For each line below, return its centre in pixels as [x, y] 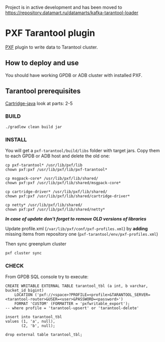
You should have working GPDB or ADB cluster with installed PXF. [74, 75]
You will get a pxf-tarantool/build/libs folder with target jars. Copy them [83, 151]
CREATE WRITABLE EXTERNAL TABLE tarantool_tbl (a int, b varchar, [77, 286]
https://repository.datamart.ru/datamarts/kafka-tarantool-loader [72, 13]
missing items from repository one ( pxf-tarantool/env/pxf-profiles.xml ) [82, 234]
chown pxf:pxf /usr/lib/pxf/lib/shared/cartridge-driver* [68, 196]
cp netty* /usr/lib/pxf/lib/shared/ [44, 205]
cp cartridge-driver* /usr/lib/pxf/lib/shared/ [56, 192]
